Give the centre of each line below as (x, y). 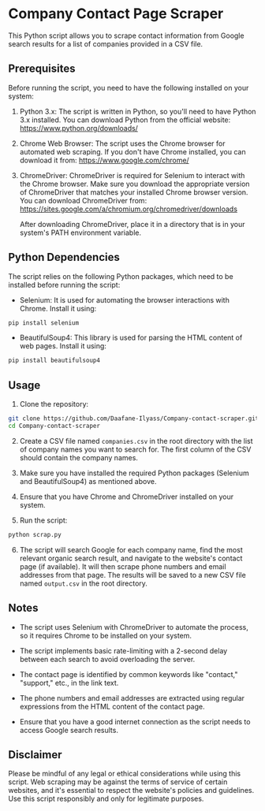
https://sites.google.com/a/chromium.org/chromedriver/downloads (129, 209)
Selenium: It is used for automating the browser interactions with (125, 299)
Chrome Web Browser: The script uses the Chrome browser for (122, 143)
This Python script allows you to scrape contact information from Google (126, 35)
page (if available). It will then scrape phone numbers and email (123, 566)
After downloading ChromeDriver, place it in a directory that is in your (132, 224)
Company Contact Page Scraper (116, 14)
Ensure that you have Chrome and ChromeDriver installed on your (127, 497)
